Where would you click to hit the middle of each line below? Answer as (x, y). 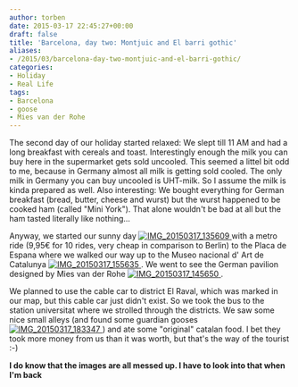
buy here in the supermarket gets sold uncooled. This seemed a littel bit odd (149, 162)
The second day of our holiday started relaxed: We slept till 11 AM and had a (149, 143)
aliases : (25, 51)
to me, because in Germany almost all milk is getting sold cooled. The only (146, 172)
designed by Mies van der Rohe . (116, 274)
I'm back (26, 375)
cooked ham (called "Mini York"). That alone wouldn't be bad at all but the (145, 209)
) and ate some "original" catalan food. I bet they (191, 329)
